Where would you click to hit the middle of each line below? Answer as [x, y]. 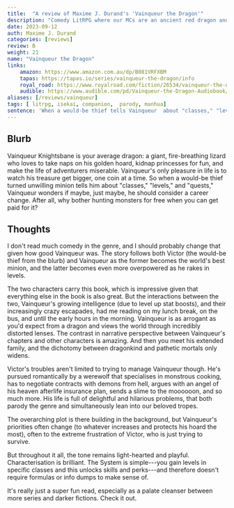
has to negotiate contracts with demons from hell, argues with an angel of [113, 384]
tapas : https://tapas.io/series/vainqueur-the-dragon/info [107, 78]
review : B [22, 46]
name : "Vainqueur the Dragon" [51, 59]
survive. [19, 442]
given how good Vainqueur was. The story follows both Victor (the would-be [117, 253]
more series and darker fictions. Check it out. [72, 498]
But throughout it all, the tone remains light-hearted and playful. [99, 455]
